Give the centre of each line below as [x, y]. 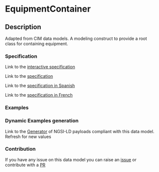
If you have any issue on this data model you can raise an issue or [71, 159]
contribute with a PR [25, 165]
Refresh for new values [28, 137]
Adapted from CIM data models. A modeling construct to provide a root [76, 38]
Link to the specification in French [39, 95]
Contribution [20, 149]
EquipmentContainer [48, 9]
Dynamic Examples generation [42, 121]
